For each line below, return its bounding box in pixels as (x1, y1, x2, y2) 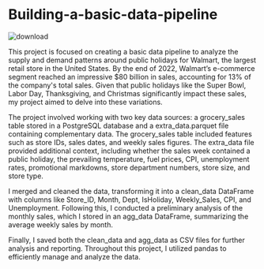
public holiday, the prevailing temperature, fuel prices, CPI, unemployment (8, 154, 250, 163)
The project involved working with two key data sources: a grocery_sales (8, 112, 245, 121)
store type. (8, 171, 43, 181)
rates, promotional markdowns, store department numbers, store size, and (8, 163, 251, 172)
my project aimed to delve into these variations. (8, 97, 164, 106)
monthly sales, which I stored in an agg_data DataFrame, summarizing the (8, 211, 249, 221)
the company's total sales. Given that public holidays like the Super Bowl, (8, 80, 247, 90)
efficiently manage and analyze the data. (8, 252, 141, 261)
